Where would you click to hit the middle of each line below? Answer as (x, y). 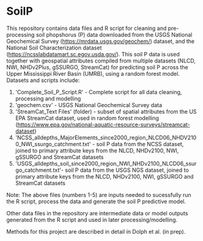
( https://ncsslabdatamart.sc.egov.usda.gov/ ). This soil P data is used (93, 54)
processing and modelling (48, 98)
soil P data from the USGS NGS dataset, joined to (127, 170)
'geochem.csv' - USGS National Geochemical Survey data (89, 105)
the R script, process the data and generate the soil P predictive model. (96, 201)
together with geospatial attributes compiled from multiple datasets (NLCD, (101, 61)
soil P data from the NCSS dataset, (140, 144)
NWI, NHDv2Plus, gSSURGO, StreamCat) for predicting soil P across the (98, 67)
